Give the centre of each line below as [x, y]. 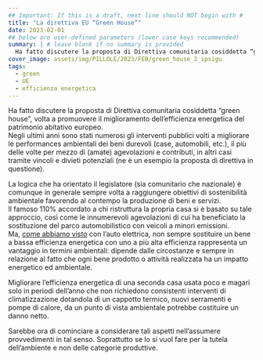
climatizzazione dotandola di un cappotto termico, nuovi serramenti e [120, 300]
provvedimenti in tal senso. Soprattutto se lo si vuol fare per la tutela [118, 340]
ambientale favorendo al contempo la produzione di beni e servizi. [115, 201]
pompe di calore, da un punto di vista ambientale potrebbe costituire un [123, 307]
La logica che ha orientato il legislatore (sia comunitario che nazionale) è [125, 184]
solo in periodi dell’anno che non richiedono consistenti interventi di [117, 291]
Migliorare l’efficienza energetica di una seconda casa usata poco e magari [129, 282]
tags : [17, 67]
